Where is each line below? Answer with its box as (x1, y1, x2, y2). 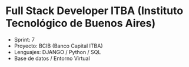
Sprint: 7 (14, 36, 35, 43)
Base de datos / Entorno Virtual (14, 55, 90, 62)
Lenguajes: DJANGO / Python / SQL (14, 48, 101, 55)
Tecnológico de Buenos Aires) (5, 16, 156, 30)
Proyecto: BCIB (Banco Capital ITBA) (14, 42, 104, 49)
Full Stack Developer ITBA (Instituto (5, 4, 184, 18)
